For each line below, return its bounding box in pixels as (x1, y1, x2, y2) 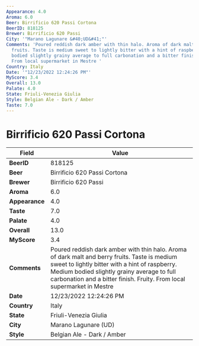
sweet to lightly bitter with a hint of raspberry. (50, 260, 177, 269)
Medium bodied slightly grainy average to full (50, 267, 176, 276)
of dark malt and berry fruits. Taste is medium (50, 253, 178, 261)
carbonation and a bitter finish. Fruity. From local (50, 275, 185, 283)
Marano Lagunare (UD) (50, 321, 115, 329)
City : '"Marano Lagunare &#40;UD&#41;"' (6, 36, 108, 42)
